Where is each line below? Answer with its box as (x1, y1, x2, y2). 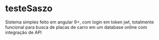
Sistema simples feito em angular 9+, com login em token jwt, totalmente (5, 19, 154, 25)
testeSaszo (5, 3, 53, 14)
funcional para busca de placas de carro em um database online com (5, 24, 148, 30)
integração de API (5, 29, 42, 35)
